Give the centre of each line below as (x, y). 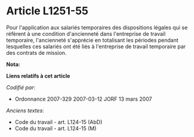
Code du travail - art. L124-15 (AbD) (58, 122)
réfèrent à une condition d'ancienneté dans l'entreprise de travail (86, 33)
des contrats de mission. (36, 52)
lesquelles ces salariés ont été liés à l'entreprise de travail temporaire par (96, 46)
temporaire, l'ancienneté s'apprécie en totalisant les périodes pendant (93, 40)
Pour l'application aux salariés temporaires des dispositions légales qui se (97, 27)
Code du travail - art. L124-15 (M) (56, 128)
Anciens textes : (25, 110)
